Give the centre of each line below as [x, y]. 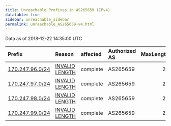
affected [91, 54]
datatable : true [22, 15]
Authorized [122, 51]
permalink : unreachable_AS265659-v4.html [50, 24]
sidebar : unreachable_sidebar [37, 19]
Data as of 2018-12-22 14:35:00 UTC [44, 39]
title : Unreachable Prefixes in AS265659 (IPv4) [58, 10]
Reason [64, 54]
